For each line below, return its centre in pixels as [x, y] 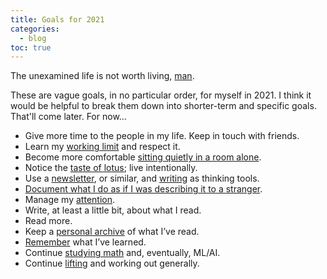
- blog [33, 38]
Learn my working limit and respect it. [102, 147]
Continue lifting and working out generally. [112, 263]
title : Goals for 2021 [57, 19]
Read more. [48, 221]
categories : [35, 29]
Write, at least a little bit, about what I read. [113, 210]
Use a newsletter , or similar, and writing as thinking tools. [142, 178]
